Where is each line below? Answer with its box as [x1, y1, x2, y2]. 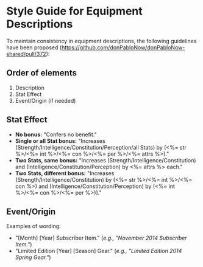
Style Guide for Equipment [6, 4, 143, 18]
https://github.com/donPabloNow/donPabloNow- [61, 44, 185, 51]
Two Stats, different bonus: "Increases [15, 169, 115, 177]
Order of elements [6, 68, 77, 78]
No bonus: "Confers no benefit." [15, 131, 97, 138]
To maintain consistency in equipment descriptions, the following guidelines [6, 37, 197, 44]
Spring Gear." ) [15, 254, 51, 261]
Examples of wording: [6, 223, 61, 230]
